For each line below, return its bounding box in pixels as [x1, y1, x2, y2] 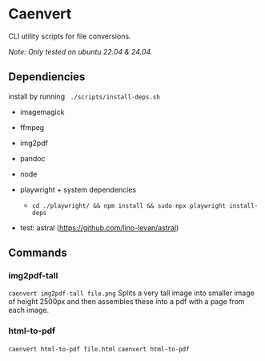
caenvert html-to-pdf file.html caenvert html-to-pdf [8, 345, 190, 353]
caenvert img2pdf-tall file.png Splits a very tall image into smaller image [8, 288, 255, 298]
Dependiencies [8, 70, 86, 84]
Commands [8, 246, 68, 260]
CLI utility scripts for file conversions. [8, 31, 131, 41]
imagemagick [19, 107, 65, 116]
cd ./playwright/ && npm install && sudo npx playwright [31, 201, 227, 209]
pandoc [19, 153, 46, 163]
